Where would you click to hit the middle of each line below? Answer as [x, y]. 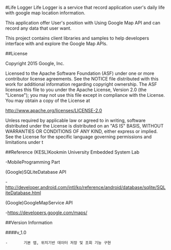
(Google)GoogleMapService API [39, 203]
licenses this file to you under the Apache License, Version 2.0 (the [76, 90]
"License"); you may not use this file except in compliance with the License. [85, 95]
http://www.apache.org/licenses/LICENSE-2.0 [54, 110]
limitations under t [24, 142]
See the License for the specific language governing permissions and [79, 137]
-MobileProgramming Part [33, 162]
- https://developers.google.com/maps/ [46, 213]
